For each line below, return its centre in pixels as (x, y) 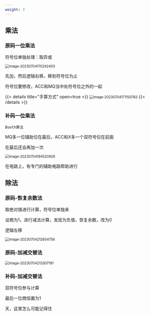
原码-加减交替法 (24, 253)
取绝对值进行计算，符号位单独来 (37, 210)
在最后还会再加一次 (24, 147)
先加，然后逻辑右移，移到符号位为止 (41, 76)
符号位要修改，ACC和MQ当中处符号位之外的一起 (54, 86)
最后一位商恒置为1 (23, 298)
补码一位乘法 (20, 116)
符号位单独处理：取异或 (28, 57)
